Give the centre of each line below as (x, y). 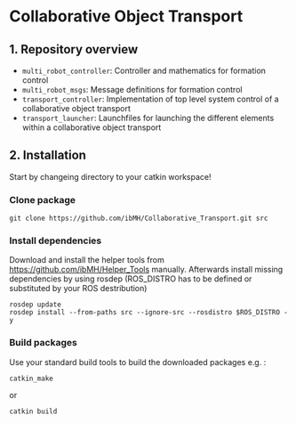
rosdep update (36, 305)
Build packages (43, 343)
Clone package (43, 199)
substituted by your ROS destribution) (78, 289)
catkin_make (31, 378)
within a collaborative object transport (92, 127)
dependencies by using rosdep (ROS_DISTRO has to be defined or (131, 279)
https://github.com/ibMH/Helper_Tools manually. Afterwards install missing (146, 270)
